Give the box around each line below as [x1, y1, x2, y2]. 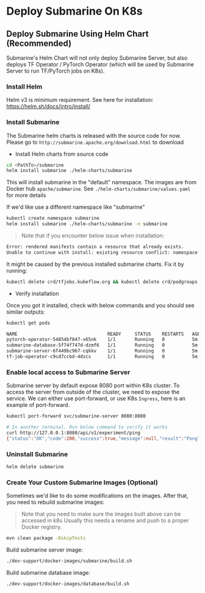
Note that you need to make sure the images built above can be [21, 511, 181, 518]
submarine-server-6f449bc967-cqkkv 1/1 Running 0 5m [6, 348, 198, 354]
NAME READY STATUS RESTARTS [6, 331, 184, 337]
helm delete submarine [6, 464, 64, 470]
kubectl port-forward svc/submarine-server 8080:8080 [6, 413, 146, 419]
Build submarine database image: [6, 569, 90, 576]
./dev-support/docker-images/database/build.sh [6, 581, 130, 587]
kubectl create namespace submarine [6, 215, 99, 221]
